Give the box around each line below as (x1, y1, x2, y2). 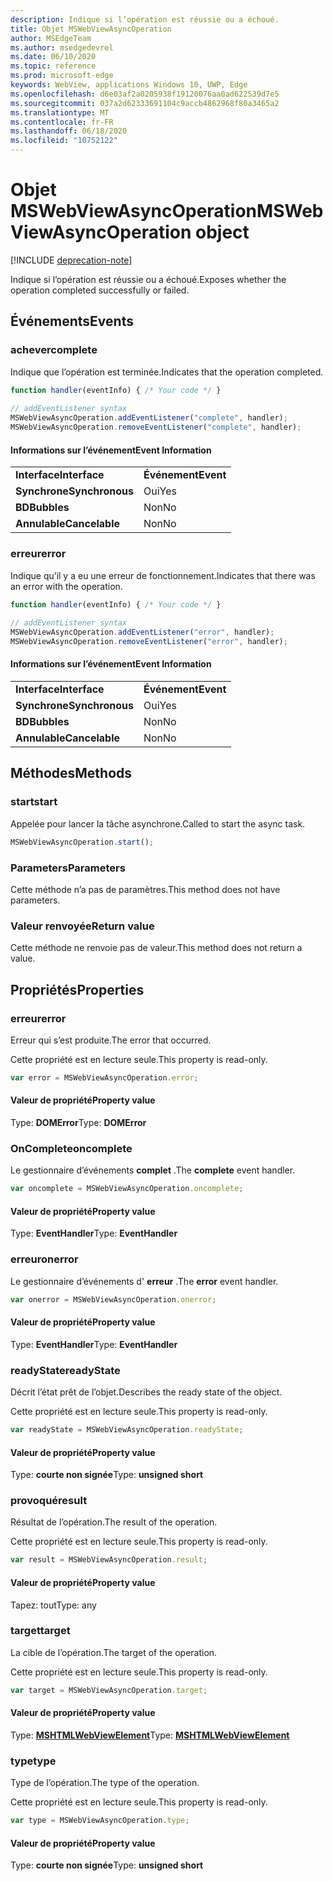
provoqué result (10, 1494, 88, 1508)
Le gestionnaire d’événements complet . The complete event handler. (10, 1164, 296, 1176)
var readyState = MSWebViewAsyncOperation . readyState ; (10, 1425, 244, 1435)
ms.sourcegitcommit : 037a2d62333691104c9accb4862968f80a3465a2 (10, 98, 280, 108)
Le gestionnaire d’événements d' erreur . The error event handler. (10, 1275, 279, 1287)
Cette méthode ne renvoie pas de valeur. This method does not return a (10, 942, 303, 954)
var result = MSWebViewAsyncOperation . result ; (10, 1555, 208, 1565)
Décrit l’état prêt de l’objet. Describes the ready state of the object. (10, 1386, 283, 1398)
